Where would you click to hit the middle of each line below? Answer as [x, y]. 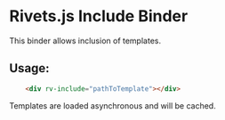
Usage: [30, 68]
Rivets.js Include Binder [99, 16]
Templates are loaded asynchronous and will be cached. [112, 105]
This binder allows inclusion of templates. [85, 41]
